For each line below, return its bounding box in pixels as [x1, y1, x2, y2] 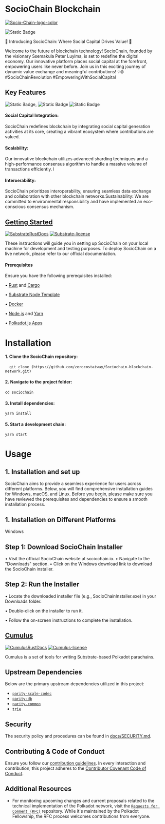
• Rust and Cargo [5, 282, 40, 288]
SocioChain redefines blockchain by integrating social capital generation [5, 123, 150, 129]
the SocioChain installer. [5, 566, 54, 572]
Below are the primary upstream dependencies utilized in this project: [5, 681, 145, 687]
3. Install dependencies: [5, 400, 55, 406]
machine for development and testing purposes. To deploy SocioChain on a [5, 246, 157, 252]
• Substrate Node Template [5, 292, 60, 297]
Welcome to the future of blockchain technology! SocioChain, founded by [5, 48, 152, 54]
